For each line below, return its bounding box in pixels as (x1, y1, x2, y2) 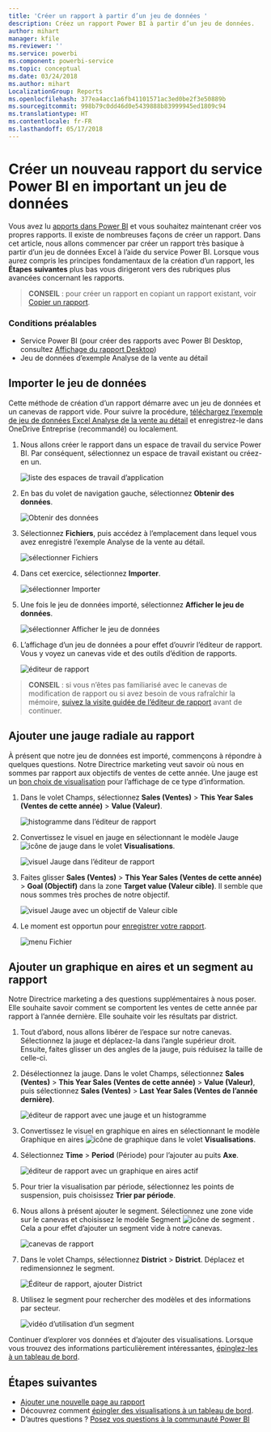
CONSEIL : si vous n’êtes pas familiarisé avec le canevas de (28, 680, 228, 689)
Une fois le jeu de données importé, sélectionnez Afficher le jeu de (19, 599, 244, 609)
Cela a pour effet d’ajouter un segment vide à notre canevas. (19, 1224, 222, 1233)
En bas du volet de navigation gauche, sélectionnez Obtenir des (19, 488, 235, 498)
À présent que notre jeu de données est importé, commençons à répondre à (8, 751, 262, 761)
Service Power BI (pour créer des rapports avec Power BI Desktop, (19, 336, 243, 345)
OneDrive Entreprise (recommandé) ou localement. (8, 423, 179, 434)
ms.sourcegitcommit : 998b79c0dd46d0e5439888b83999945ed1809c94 (8, 102, 227, 110)
